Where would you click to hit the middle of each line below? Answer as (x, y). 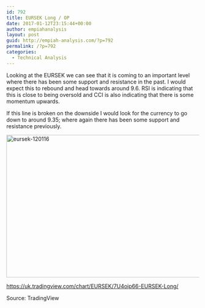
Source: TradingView (33, 298)
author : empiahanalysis (37, 29)
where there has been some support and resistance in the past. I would (96, 82)
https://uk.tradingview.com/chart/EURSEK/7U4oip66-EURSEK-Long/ (92, 286)
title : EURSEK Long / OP (38, 18)
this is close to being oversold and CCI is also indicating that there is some (100, 94)
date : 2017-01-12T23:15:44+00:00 (49, 23)
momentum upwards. (33, 101)
